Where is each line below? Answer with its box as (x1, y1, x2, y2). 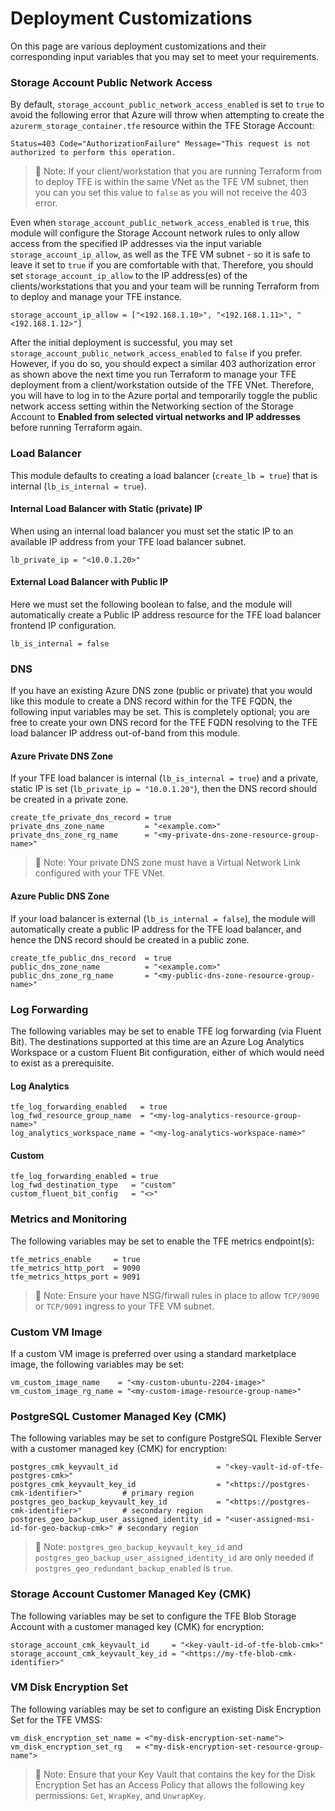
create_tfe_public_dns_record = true (10, 953, 172, 963)
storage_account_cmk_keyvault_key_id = (10, 1648, 177, 1659)
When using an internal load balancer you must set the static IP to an (10, 525, 294, 537)
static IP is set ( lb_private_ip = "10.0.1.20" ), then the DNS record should (10, 783, 317, 795)
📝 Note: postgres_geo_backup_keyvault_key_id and (34, 1541, 243, 1553)
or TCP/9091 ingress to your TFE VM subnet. (34, 1300, 215, 1312)
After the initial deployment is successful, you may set (10, 337, 233, 349)
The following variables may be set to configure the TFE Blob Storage (10, 1610, 297, 1622)
